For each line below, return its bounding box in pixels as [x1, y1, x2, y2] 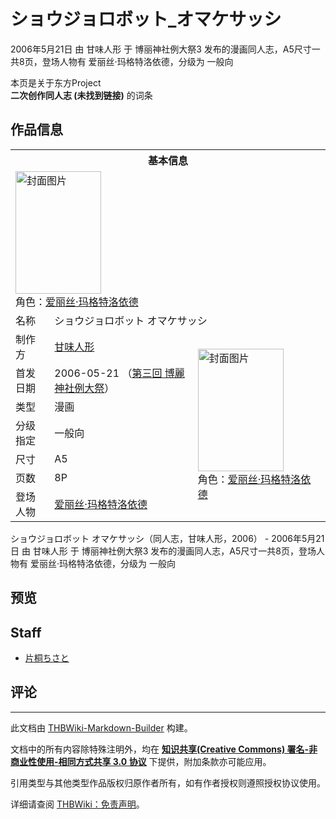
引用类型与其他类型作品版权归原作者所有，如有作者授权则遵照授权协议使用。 [10, 776, 326, 789]
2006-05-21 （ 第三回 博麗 [54, 366, 185, 380]
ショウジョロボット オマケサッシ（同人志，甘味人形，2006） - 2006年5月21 [10, 532, 325, 544]
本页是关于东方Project [10, 76, 102, 89]
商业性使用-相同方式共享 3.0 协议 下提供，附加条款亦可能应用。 [10, 755, 272, 767]
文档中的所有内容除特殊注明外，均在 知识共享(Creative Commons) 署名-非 [10, 743, 318, 755]
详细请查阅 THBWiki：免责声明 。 [10, 798, 145, 810]
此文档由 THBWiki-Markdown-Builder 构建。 [10, 721, 193, 734]
